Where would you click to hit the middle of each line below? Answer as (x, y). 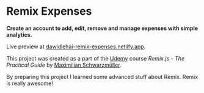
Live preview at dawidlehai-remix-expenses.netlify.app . (76, 46)
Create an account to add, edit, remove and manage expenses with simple (102, 28)
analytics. (19, 34)
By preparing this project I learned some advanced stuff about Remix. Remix (102, 76)
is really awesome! (30, 83)
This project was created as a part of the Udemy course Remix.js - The (96, 58)
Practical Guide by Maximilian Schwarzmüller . (64, 65)
